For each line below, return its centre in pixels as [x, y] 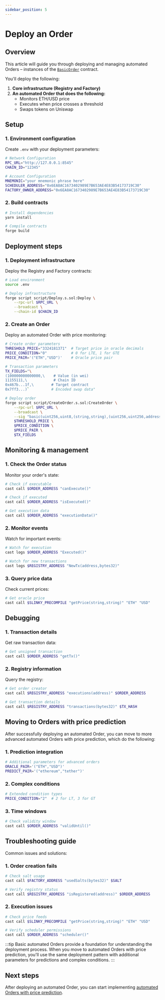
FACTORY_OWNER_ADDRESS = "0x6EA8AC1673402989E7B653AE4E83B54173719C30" [78, 190]
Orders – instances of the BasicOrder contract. [52, 69]
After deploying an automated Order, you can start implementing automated [82, 987]
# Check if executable [28, 484]
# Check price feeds [26, 917]
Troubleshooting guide [41, 841]
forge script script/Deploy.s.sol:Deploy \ [50, 298]
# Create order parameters [33, 344]
